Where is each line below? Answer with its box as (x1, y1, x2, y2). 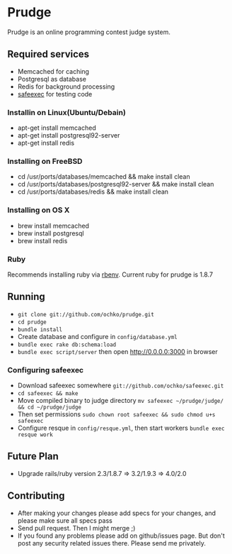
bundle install (17, 326, 63, 333)
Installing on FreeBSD (7, 156, 83, 166)
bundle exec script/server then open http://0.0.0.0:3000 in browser (17, 347, 218, 355)
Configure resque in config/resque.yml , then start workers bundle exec (17, 423, 225, 433)
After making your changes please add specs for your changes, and (17, 509, 216, 517)
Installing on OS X (7, 205, 70, 215)
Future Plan (7, 450, 59, 462)
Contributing (7, 490, 65, 502)
